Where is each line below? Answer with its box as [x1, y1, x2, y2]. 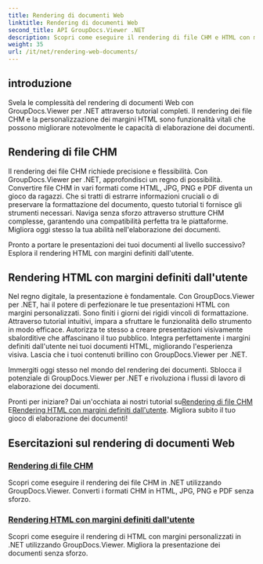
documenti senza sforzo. [8, 548, 88, 558]
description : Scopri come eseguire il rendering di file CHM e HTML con [8, 33, 250, 42]
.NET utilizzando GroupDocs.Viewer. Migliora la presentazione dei [8, 540, 221, 550]
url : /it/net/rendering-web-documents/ [8, 48, 139, 56]
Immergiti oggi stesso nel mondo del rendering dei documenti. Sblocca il [8, 366, 242, 375]
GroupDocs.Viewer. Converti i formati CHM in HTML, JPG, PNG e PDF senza [8, 486, 254, 496]
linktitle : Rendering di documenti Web [8, 19, 139, 27]
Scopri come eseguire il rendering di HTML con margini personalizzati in [8, 532, 241, 541]
